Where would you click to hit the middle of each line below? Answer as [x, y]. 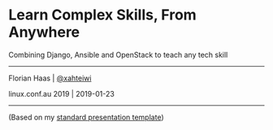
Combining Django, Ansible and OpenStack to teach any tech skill [118, 54]
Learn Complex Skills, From [102, 15]
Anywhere [44, 32]
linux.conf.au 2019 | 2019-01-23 [62, 93]
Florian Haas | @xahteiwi [50, 78]
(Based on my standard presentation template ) [86, 117]
